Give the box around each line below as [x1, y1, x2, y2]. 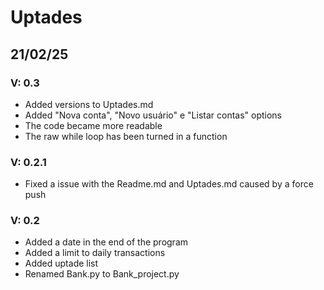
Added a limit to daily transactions [24, 247, 166, 259]
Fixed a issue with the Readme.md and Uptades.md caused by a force [24, 178, 314, 190]
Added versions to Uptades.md [24, 98, 154, 110]
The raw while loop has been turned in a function [24, 130, 228, 142]
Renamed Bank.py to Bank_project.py [24, 268, 180, 280]
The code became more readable [24, 119, 163, 131]
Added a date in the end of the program [24, 236, 189, 248]
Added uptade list [24, 257, 99, 270]
